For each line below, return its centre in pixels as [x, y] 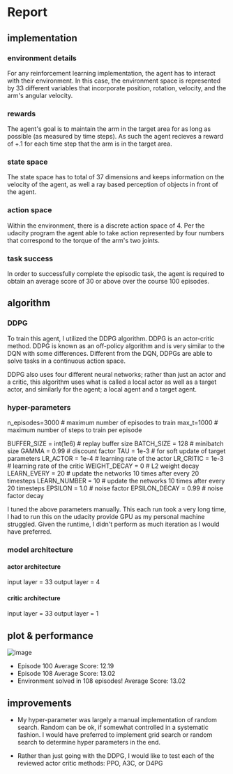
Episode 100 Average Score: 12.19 [66, 666]
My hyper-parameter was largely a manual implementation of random [117, 720]
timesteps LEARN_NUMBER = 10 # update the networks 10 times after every [116, 481]
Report [27, 12]
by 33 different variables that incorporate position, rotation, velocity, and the [117, 88]
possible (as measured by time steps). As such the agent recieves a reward [115, 137]
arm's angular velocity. [40, 95]
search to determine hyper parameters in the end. [89, 742]
